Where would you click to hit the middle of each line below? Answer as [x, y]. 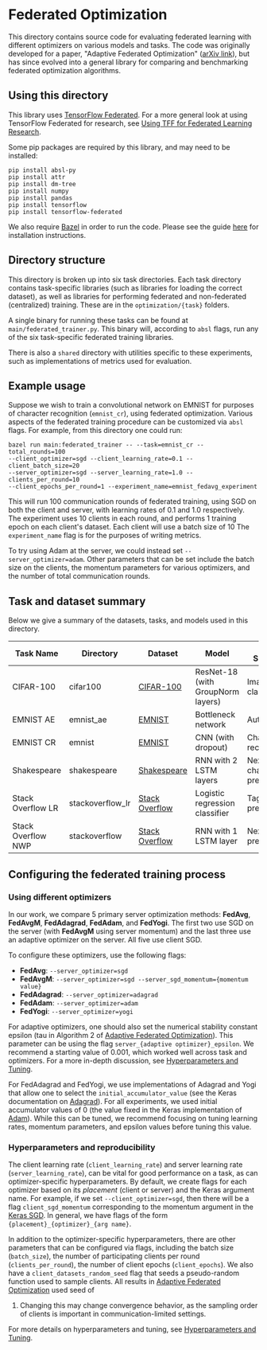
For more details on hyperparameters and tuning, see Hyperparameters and [132, 1329]
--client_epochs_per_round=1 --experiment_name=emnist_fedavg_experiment [133, 487]
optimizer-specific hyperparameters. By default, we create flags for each [128, 1182]
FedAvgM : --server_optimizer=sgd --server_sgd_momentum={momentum [134, 979]
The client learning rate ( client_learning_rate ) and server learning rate [126, 1165]
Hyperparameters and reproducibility [82, 1147]
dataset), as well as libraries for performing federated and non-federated [128, 296]
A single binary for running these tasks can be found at [98, 320]
